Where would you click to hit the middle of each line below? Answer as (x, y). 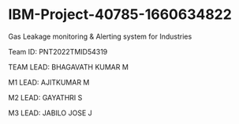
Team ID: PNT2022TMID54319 (58, 51)
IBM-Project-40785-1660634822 (120, 15)
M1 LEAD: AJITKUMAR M (49, 82)
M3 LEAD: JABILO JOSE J (50, 113)
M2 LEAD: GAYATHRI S (45, 97)
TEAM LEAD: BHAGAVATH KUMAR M (68, 67)
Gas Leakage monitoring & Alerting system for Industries (100, 36)
